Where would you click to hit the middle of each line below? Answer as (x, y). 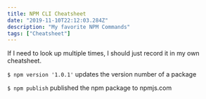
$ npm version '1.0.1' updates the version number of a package (102, 74)
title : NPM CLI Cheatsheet (47, 14)
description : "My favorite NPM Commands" (69, 27)
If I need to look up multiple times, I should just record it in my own (103, 53)
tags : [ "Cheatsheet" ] (39, 33)
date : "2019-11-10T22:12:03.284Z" (58, 20)
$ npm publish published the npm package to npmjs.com (90, 88)
